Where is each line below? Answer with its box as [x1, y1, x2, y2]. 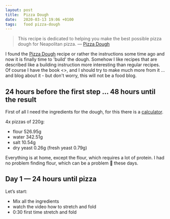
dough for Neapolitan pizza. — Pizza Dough [17, 41, 110, 47]
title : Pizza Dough [5, 12, 49, 17]
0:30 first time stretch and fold [12, 209, 77, 215]
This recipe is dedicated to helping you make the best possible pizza [17, 36, 162, 42]
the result [5, 95, 37, 104]
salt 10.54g [12, 140, 36, 146]
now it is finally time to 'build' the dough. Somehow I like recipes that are [5, 57, 157, 63]
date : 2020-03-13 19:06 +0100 [5, 17, 74, 22]
